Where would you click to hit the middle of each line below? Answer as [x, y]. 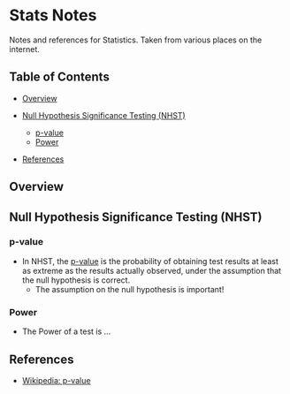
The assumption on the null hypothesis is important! [130, 289]
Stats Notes [53, 15]
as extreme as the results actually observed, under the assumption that [151, 270]
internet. [24, 49]
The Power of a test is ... [66, 331]
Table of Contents [60, 77]
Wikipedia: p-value [56, 380]
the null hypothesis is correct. [76, 280]
